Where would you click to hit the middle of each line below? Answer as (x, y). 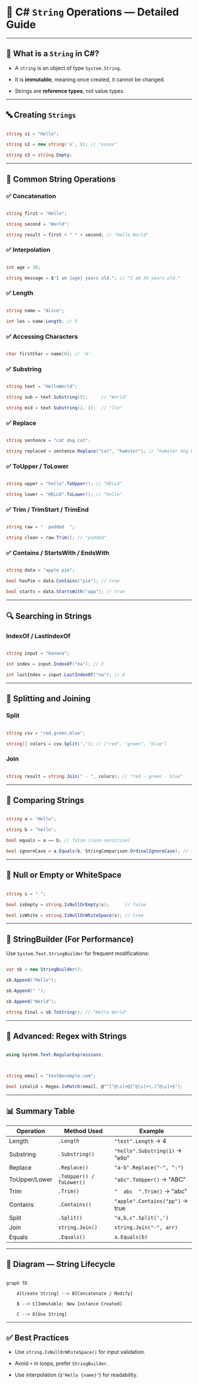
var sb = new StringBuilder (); (44, 969)
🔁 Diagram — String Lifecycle (61, 1264)
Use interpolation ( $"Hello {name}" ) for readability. (76, 1375)
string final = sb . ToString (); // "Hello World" (67, 1012)
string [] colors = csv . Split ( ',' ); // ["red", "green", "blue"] (87, 744)
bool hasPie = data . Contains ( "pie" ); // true (63, 581)
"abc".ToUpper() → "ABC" (150, 1179)
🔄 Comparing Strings (45, 801)
